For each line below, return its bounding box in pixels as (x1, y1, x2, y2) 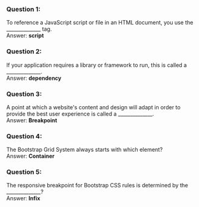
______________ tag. (6, 25, 52, 33)
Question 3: (6, 90, 42, 98)
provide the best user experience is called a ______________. (6, 110, 154, 117)
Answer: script (6, 32, 44, 39)
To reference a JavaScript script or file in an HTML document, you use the (6, 19, 193, 26)
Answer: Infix (6, 195, 41, 202)
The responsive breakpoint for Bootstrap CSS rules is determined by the (6, 182, 189, 189)
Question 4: (6, 131, 42, 140)
